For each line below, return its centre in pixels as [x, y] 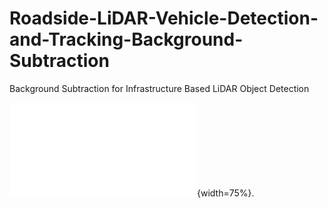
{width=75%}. [226, 193]
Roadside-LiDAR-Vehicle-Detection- [164, 18]
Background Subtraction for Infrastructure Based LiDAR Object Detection [159, 88]
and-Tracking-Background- [126, 39]
